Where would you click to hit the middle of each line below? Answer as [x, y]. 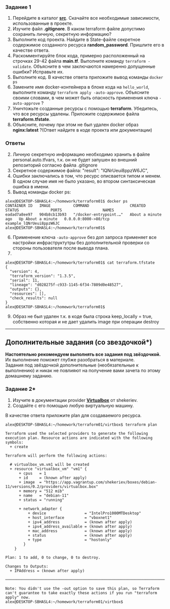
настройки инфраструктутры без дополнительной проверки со [81, 242]
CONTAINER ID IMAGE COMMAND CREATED [75, 206]
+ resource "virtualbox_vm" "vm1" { [48, 469]
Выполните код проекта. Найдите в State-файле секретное [76, 39]
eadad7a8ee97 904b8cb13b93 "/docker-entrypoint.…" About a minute [83, 214]
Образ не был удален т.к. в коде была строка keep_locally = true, [82, 316]
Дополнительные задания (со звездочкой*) [79, 342]
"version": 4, [25, 271]
